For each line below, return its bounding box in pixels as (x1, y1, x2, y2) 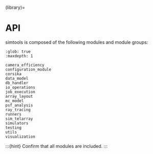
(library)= (5, 5, 26, 10)
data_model (5, 76, 29, 81)
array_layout (5, 94, 33, 99)
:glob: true (5, 49, 31, 54)
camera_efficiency (5, 62, 45, 68)
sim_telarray (5, 116, 33, 121)
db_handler (5, 80, 29, 85)
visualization (5, 134, 36, 139)
